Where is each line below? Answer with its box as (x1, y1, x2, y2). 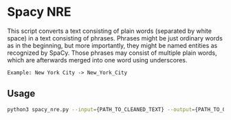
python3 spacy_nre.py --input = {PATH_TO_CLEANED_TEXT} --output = (7, 106, 195, 113)
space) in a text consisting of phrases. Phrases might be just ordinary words (7, 34, 223, 42)
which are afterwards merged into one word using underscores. (7, 56, 188, 64)
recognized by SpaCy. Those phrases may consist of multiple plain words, (7, 49, 218, 57)
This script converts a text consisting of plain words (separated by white (7, 27, 212, 35)
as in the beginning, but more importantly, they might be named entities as (7, 41, 218, 49)
